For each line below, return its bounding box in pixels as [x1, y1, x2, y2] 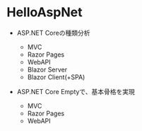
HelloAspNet [6, 4, 83, 21]
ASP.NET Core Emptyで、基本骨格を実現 [16, 87, 136, 96]
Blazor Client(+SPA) [27, 72, 85, 81]
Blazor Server [27, 65, 68, 74]
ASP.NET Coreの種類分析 [16, 28, 90, 37]
